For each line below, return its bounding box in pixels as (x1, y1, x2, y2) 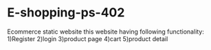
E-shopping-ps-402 (7, 5, 125, 21)
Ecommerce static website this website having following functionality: (7, 27, 205, 36)
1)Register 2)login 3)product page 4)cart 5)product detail (7, 34, 168, 42)
